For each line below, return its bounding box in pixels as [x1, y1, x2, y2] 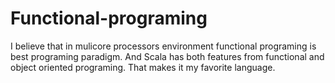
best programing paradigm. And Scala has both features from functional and [10, 50, 325, 62]
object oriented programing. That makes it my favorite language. [10, 61, 276, 73]
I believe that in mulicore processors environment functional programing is [10, 40, 317, 52]
